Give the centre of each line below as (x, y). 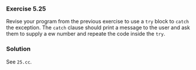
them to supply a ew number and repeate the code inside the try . (86, 34)
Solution (19, 49)
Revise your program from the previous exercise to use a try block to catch (97, 22)
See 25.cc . (19, 62)
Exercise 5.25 (26, 9)
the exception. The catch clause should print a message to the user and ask (98, 27)
